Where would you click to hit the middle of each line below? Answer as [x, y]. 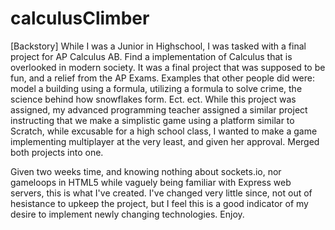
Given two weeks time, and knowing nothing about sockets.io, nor [146, 171]
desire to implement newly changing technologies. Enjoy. [127, 214]
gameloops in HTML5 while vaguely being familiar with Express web [151, 182]
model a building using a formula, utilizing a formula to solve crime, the [156, 88]
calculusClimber [80, 18]
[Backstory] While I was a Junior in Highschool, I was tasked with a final [158, 46]
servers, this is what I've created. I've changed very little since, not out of [161, 193]
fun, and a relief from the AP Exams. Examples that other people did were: [163, 78]
